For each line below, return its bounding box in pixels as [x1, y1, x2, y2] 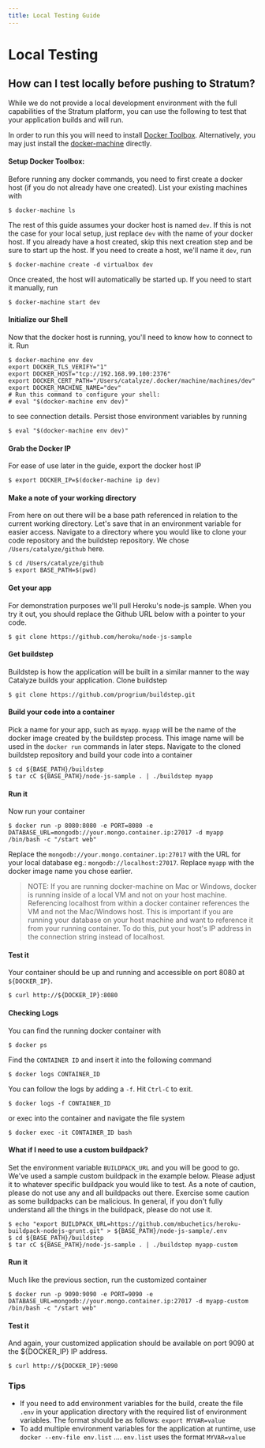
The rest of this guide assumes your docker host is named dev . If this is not [8, 220, 252, 229]
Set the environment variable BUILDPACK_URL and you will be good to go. [8, 1163, 241, 1172]
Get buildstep [8, 649, 54, 659]
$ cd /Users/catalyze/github [8, 559, 104, 568]
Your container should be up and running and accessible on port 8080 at [8, 968, 244, 977]
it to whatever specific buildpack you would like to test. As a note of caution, [8, 1179, 256, 1189]
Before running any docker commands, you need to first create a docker [8, 174, 243, 183]
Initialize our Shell [8, 315, 69, 324]
